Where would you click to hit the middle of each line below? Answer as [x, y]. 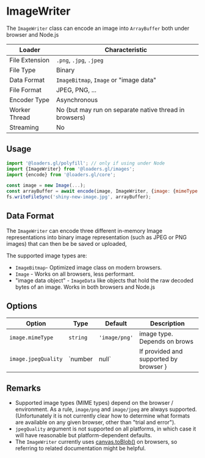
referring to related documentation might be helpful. [81, 448]
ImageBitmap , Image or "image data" [106, 79]
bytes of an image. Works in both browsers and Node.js [85, 287]
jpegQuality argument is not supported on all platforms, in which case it [106, 429]
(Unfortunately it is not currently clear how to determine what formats [103, 416]
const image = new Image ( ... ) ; [46, 186]
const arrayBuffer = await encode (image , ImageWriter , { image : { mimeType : [103, 191]
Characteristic [126, 50]
